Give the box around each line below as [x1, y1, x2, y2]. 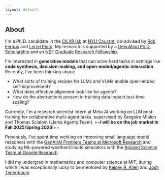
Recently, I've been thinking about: [5, 69, 75, 75]
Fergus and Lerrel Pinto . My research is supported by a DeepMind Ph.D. [5, 44, 151, 50]
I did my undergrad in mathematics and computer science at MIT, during [5, 159, 152, 165]
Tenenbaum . [5, 170, 31, 176]
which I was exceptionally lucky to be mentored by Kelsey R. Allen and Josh [5, 164, 159, 170]
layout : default [5, 7, 38, 12]
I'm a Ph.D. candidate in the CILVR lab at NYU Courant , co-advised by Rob [5, 38, 156, 44]
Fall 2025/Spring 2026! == [5, 124, 60, 130]
